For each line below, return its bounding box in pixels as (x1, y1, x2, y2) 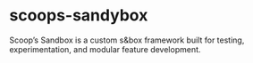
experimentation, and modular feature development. (9, 43, 201, 54)
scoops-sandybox (9, 5, 148, 26)
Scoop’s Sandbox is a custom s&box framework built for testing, (9, 35, 245, 45)
